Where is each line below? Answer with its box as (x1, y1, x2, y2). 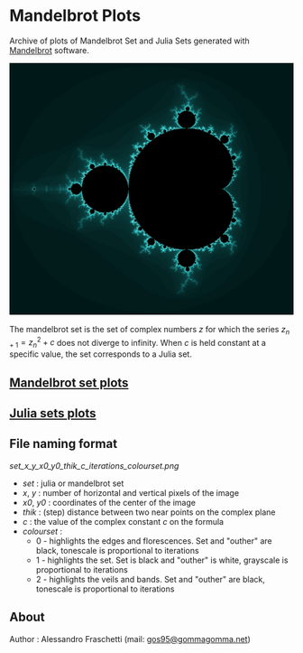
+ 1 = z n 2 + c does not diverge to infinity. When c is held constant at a (9, 335, 266, 350)
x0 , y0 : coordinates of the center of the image (22, 497, 197, 508)
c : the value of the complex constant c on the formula (22, 516, 224, 527)
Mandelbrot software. (9, 44, 90, 55)
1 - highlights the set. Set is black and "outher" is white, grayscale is (35, 555, 289, 565)
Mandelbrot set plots (9, 375, 129, 390)
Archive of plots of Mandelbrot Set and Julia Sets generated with (9, 35, 250, 46)
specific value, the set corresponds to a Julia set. (9, 349, 192, 359)
